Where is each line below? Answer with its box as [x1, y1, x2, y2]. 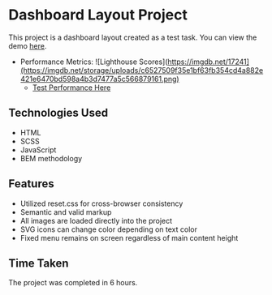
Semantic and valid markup [19, 207, 112, 216]
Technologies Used [8, 106, 108, 120]
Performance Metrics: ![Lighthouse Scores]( [19, 57, 168, 66]
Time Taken [8, 256, 69, 270]
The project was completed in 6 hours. [8, 278, 138, 288]
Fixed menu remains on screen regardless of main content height [19, 233, 239, 242]
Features [8, 177, 54, 191]
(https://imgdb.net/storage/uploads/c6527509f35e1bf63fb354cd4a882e [19, 65, 264, 75]
